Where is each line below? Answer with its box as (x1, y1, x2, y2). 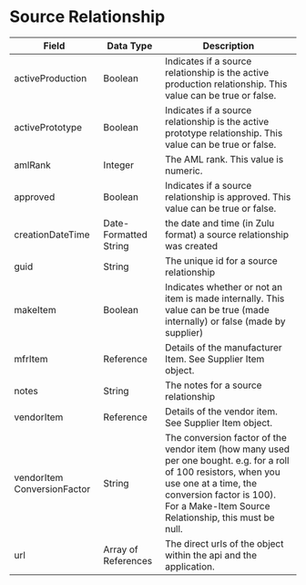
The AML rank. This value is (165, 152, 284, 165)
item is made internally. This (165, 292, 285, 305)
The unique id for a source (165, 254, 278, 266)
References (103, 554, 153, 567)
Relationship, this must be (165, 511, 275, 524)
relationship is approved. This (165, 190, 291, 203)
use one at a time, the (165, 476, 258, 489)
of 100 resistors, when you (165, 465, 280, 478)
